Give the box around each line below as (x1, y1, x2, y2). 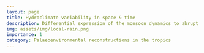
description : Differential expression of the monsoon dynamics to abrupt (6, 20, 199, 26)
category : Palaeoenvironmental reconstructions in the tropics (6, 37, 172, 43)
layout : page (6, 9, 40, 15)
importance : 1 (6, 32, 43, 38)
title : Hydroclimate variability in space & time (6, 15, 136, 21)
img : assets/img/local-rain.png (6, 26, 89, 32)
